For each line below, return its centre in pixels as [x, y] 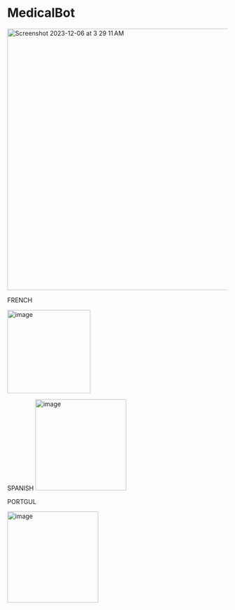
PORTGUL [22, 501]
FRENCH [20, 300]
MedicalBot [41, 13]
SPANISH [21, 488]
